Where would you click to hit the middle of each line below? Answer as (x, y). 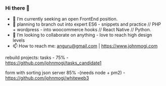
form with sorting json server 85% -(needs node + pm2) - (65, 73)
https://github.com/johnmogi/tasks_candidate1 (53, 63)
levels (19, 40)
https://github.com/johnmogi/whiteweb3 (47, 78)
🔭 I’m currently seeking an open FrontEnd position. (65, 19)
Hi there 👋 (18, 8)
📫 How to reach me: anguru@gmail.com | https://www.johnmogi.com (85, 46)
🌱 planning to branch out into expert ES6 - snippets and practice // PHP (87, 24)
